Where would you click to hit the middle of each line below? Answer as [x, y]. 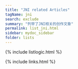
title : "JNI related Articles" [38, 10]
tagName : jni [19, 14]
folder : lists [20, 38]
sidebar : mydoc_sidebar [30, 33]
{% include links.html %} [30, 61]
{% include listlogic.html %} [34, 52]
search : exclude [22, 19]
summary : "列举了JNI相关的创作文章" [39, 24]
